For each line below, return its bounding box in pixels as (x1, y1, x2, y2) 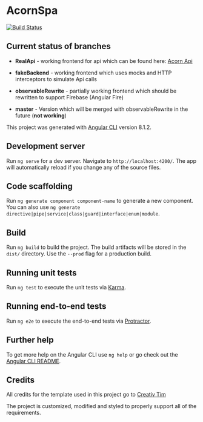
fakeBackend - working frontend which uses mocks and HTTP (15, 69, 172, 76)
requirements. (6, 409, 41, 417)
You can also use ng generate (6, 203, 81, 211)
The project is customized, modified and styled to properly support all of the (6, 403, 197, 410)
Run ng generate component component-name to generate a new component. (6, 197, 194, 205)
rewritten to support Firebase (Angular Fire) (15, 93, 124, 101)
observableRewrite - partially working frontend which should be (15, 87, 177, 94)
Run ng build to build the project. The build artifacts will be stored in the (6, 243, 187, 251)
